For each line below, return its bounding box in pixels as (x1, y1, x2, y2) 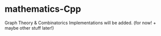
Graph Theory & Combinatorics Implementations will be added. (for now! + (4, 20, 157, 26)
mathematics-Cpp (4, 3, 81, 15)
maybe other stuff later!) (4, 25, 54, 31)
